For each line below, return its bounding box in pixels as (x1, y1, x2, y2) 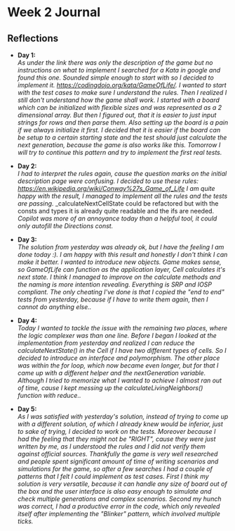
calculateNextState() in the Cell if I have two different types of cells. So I (17, 346, 227, 354)
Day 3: (17, 235, 37, 244)
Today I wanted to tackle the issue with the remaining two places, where (17, 324, 228, 332)
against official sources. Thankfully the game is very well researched (17, 450, 218, 458)
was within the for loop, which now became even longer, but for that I (17, 361, 219, 370)
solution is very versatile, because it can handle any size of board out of (17, 480, 227, 488)
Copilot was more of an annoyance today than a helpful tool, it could (17, 214, 217, 223)
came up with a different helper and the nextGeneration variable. (17, 369, 206, 377)
